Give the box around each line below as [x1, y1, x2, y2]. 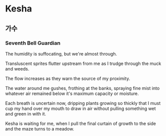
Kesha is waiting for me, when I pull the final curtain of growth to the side [5, 120, 156, 126]
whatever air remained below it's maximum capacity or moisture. [5, 90, 139, 96]
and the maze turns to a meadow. [5, 125, 74, 131]
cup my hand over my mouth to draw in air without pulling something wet [5, 105, 156, 111]
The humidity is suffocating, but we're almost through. [5, 50, 117, 56]
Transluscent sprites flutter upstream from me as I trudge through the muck [5, 60, 161, 66]
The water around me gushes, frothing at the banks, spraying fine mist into [5, 85, 160, 91]
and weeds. [5, 65, 30, 71]
